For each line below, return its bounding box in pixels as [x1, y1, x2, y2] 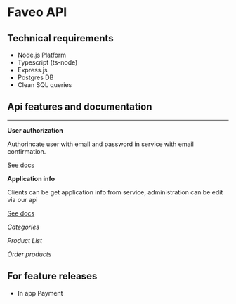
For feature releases [7, 270, 98, 282]
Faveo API [7, 4, 67, 20]
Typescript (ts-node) [17, 58, 78, 67]
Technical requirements [7, 32, 114, 44]
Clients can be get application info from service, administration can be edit [7, 187, 223, 197]
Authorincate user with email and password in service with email [7, 140, 195, 148]
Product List [7, 236, 43, 244]
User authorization [7, 126, 63, 134]
